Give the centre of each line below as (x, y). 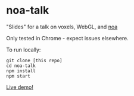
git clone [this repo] (34, 60)
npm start (18, 76)
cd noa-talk (21, 66)
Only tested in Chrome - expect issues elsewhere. (68, 38)
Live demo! (20, 87)
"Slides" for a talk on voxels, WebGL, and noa (62, 27)
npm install (21, 71)
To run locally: (24, 49)
